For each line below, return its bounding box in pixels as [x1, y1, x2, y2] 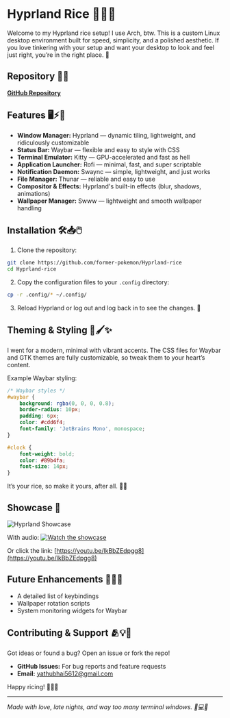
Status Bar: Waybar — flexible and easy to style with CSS [16, 145, 180, 153]
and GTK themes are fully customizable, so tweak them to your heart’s [7, 353, 205, 362]
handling [16, 203, 42, 212]
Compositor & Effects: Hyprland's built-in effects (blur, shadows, [16, 182, 202, 190]
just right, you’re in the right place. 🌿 [7, 51, 110, 59]
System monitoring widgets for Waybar [16, 606, 128, 615]
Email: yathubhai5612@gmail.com [16, 669, 114, 678]
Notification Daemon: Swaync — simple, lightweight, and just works [16, 167, 211, 175]
